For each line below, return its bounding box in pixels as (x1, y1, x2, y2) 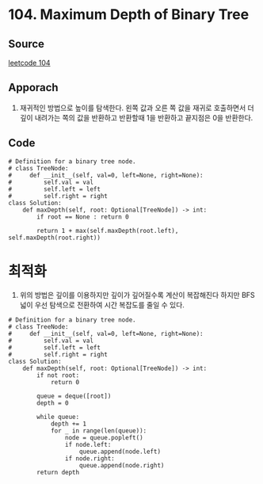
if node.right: (64, 454, 115, 463)
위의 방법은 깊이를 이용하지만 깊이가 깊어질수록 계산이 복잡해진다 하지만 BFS (19, 290, 255, 299)
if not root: (36, 371, 80, 379)
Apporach (8, 81, 59, 94)
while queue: (36, 413, 80, 421)
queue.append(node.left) (78, 448, 161, 455)
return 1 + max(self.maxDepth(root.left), (36, 227, 179, 234)
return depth (36, 468, 80, 476)
